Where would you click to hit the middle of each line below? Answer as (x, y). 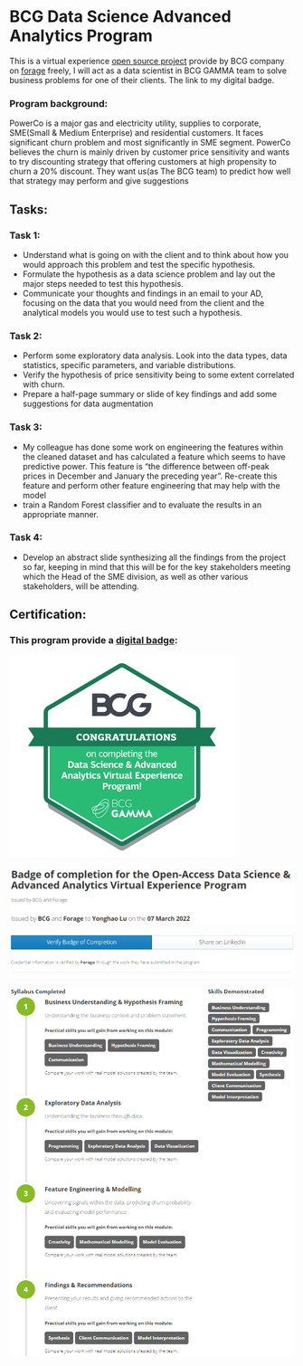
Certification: (48, 615)
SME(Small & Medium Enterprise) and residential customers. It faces (137, 133)
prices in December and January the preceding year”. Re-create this (150, 476)
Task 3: (26, 427)
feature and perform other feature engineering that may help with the (151, 485)
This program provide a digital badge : (94, 640)
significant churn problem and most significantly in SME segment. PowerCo (150, 143)
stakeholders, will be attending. (81, 586)
